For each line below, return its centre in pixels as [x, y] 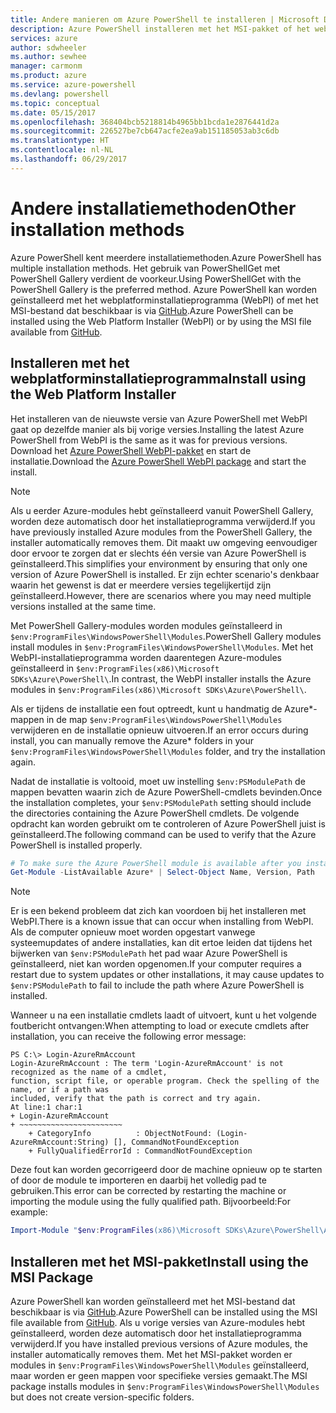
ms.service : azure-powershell [73, 85]
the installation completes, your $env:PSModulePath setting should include [161, 802]
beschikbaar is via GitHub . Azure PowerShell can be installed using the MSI [164, 1312]
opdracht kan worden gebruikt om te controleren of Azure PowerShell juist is [168, 823]
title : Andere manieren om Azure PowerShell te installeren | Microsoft [165, 19]
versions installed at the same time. [83, 606]
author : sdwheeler [48, 47]
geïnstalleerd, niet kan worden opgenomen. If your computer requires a [156, 964]
